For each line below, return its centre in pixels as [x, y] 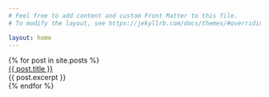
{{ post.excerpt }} [37, 78]
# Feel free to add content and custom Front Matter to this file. [123, 16]
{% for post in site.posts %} [54, 60]
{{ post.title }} [31, 69]
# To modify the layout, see [57, 23]
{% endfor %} [31, 86]
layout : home [30, 38]
